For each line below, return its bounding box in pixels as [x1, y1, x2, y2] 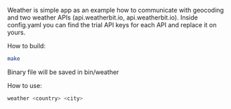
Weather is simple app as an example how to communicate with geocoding [7, 6, 225, 14]
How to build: [7, 42, 46, 50]
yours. [7, 28, 26, 36]
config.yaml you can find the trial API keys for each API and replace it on [7, 21, 217, 29]
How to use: [7, 81, 42, 89]
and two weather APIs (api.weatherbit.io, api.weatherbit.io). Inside [7, 13, 198, 22]
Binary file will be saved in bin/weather [7, 68, 119, 76]
